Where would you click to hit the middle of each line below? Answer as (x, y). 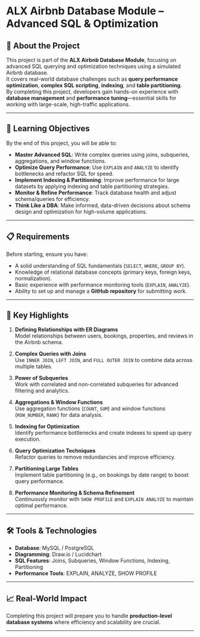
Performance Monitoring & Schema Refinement (75, 493)
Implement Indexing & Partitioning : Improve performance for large (97, 180)
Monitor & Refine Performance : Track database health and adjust (96, 193)
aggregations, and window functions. (60, 161)
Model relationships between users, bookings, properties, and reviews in (104, 336)
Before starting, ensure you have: (47, 254)
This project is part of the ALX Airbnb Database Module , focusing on (91, 60)
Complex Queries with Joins (50, 354)
